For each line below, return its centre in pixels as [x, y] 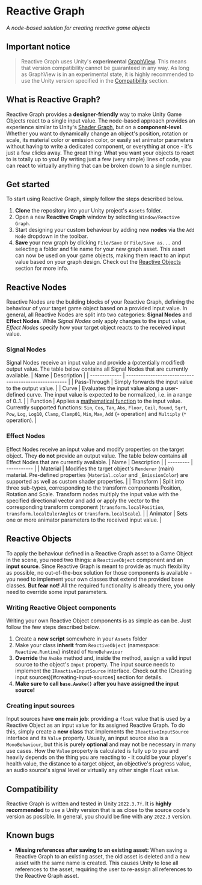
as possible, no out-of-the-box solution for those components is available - [99, 572]
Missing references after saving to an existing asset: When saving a [101, 850]
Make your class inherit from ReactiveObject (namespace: [87, 645]
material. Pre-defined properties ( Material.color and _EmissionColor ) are [97, 474]
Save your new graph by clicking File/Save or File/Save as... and [98, 243]
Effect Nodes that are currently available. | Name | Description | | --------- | [100, 462]
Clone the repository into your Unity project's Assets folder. [88, 211]
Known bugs [31, 835]
